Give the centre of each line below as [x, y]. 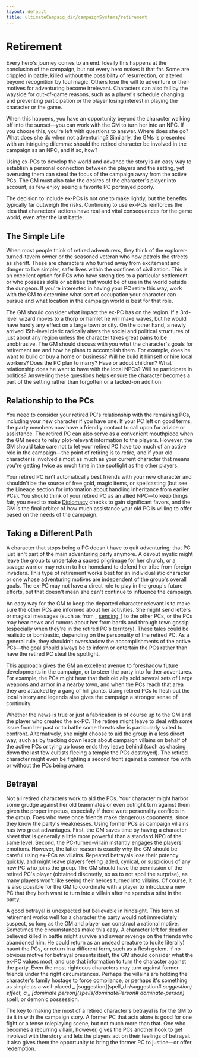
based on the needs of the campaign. [52, 515]
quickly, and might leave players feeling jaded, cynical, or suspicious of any [99, 861]
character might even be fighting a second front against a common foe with [99, 759]
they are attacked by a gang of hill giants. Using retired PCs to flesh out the [98, 690]
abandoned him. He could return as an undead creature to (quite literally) [96, 942]
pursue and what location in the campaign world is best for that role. [90, 301]
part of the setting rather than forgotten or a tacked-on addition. [84, 382]
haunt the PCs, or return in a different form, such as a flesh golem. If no [94, 949]
